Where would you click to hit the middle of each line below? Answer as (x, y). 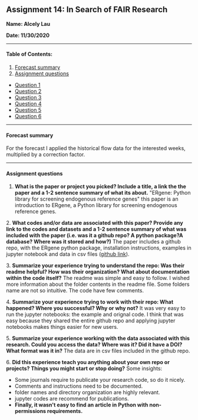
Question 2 (28, 91)
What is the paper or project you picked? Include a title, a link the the (100, 186)
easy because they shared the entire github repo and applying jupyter (91, 321)
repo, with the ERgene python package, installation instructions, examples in (99, 248)
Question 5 (28, 110)
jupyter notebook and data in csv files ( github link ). (68, 254)
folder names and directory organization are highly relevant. (87, 392)
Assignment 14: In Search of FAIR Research (87, 10)
